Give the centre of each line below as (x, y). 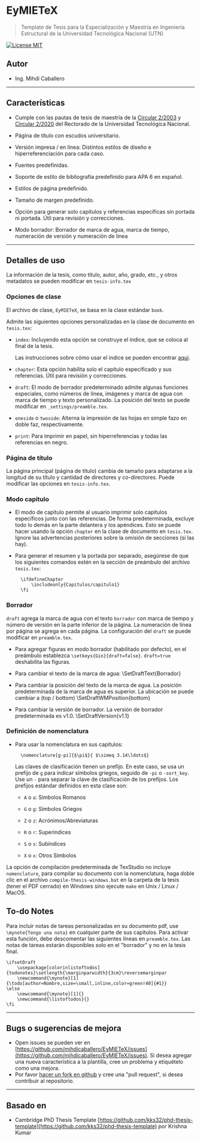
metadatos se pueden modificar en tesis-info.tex (69, 281)
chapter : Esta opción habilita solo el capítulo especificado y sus (93, 369)
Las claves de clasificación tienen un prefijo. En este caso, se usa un (99, 766)
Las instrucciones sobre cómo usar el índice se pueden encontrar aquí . (102, 357)
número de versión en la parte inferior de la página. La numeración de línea (99, 624)
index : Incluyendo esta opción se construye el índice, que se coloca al (101, 339)
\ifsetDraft (21, 962)
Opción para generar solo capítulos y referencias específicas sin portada (105, 211)
